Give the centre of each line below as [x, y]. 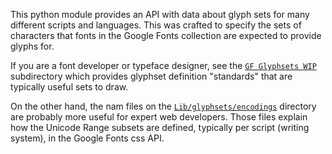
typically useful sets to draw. [69, 87]
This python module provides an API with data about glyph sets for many [160, 14]
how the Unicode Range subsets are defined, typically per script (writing [160, 127]
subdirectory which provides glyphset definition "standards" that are [151, 76]
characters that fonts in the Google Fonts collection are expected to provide [166, 35]
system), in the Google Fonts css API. [87, 138]
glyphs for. [32, 46]
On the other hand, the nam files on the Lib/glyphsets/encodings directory [163, 106]
